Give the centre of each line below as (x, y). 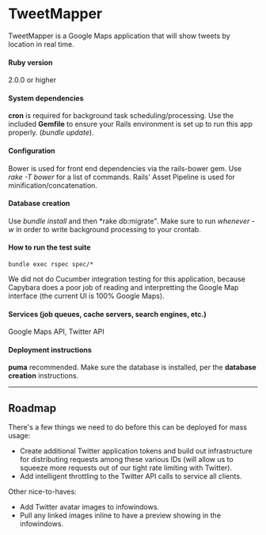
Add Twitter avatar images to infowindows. (89, 507)
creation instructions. (44, 376)
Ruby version (30, 62)
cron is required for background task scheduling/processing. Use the (121, 116)
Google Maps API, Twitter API (56, 332)
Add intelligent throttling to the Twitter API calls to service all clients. (131, 476)
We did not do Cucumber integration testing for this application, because (127, 279)
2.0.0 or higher (32, 80)
